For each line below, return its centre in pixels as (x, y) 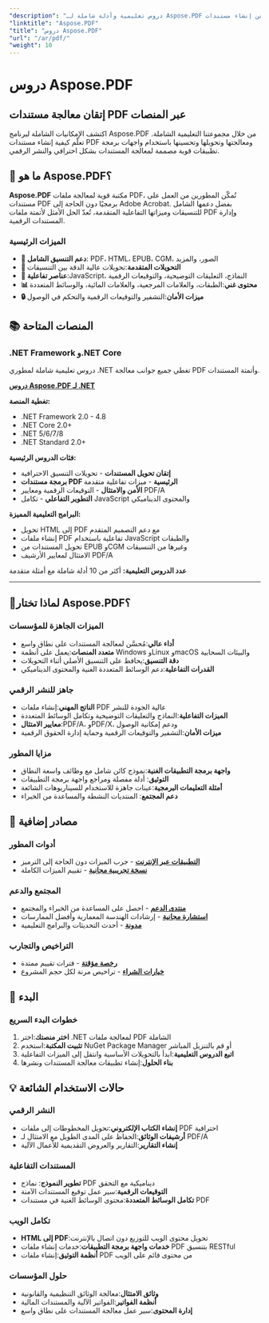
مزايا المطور (30, 753)
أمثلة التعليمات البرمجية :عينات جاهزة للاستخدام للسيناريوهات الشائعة (121, 788)
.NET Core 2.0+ (46, 425)
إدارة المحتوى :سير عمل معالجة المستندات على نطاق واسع (107, 1310)
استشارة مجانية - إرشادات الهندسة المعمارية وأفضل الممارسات (114, 917)
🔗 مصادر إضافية (44, 821)
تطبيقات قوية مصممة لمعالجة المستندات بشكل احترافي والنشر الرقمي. (115, 151)
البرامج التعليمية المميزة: (45, 514)
